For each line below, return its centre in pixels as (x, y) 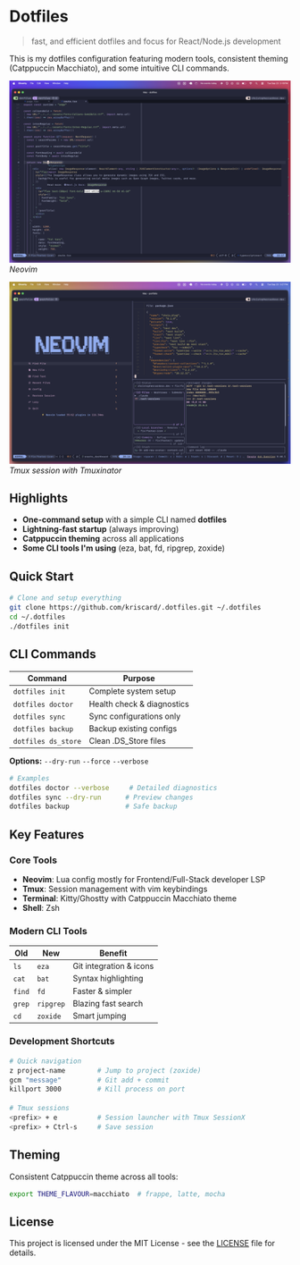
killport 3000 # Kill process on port (97, 1089)
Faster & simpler (102, 991)
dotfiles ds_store (47, 742)
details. (23, 1252)
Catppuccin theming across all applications (103, 539)
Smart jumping (100, 1016)
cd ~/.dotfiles (37, 617)
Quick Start (42, 576)
